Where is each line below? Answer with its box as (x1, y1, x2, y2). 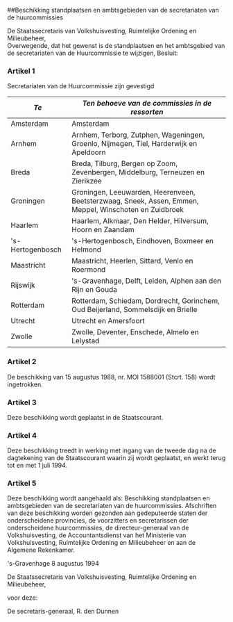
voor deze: (7, 594, 38, 602)
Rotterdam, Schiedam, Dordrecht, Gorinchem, (71, 296, 220, 306)
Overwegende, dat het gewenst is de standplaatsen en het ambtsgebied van (7, 42, 225, 49)
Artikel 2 (7, 357, 37, 367)
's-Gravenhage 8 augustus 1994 (7, 559, 99, 568)
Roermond (71, 265, 106, 275)
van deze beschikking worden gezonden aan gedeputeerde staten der (7, 509, 208, 517)
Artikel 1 (7, 66, 35, 76)
